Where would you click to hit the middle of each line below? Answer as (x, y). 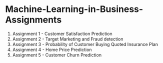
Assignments (33, 20)
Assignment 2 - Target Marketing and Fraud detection (68, 39)
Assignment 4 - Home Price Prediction (52, 49)
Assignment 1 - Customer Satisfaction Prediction (62, 33)
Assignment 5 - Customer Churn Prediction (57, 55)
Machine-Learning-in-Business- (74, 9)
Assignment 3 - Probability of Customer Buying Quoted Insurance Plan (85, 44)
